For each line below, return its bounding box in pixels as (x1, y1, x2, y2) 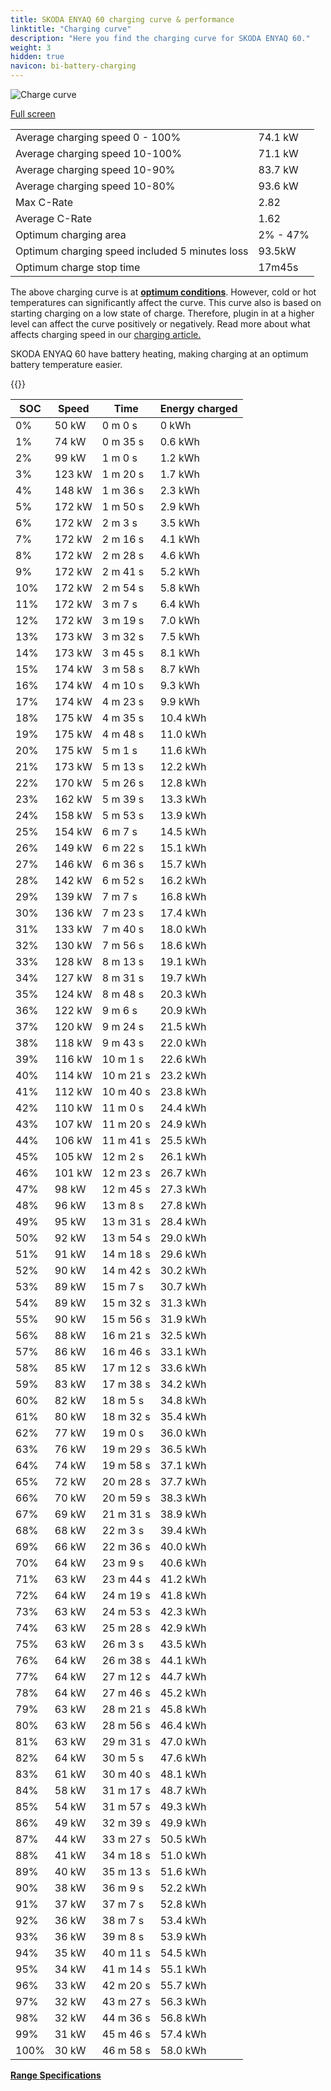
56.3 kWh (159, 1995, 207, 2008)
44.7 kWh (159, 1670, 207, 1683)
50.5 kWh (159, 1832, 207, 1846)
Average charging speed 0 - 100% (15, 131, 182, 144)
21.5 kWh (159, 1020, 207, 1033)
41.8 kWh (159, 1589, 207, 1602)
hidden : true (10, 52, 65, 62)
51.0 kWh (159, 1849, 207, 1862)
